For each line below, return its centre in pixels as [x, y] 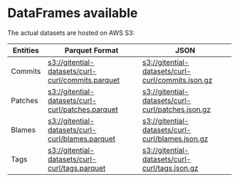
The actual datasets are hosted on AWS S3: [71, 33]
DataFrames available [73, 13]
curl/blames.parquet [81, 139]
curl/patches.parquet [83, 109]
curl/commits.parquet [84, 80]
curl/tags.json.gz [170, 168]
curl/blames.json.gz [175, 139]
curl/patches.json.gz [176, 109]
